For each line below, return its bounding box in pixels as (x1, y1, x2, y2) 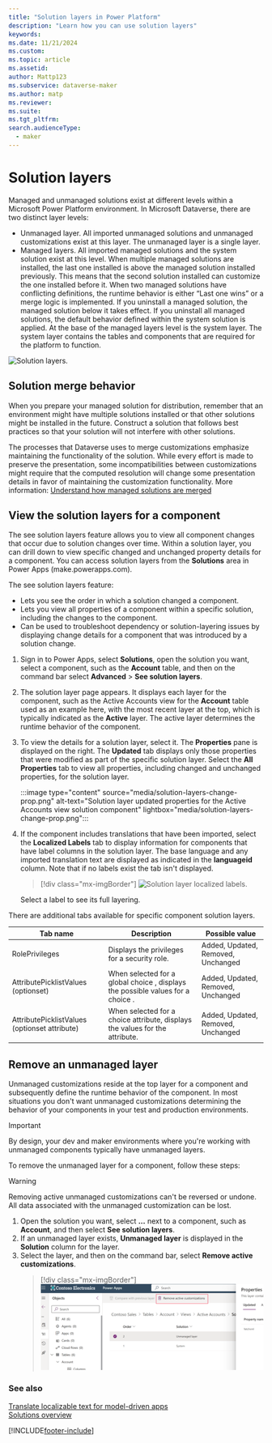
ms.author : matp (8, 90, 63, 98)
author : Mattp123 (8, 73, 67, 81)
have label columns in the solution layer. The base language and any (19, 846, 249, 856)
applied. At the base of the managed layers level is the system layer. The (19, 322, 262, 332)
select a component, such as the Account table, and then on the (19, 663, 236, 673)
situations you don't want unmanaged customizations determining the (8, 1096, 241, 1105)
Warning (8, 1177, 36, 1185)
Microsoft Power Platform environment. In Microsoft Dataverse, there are (8, 203, 251, 214)
